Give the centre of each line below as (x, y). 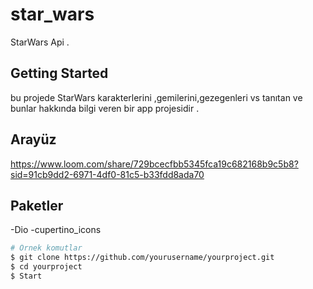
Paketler (37, 205)
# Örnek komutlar (46, 248)
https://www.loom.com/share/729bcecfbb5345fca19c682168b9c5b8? (154, 164)
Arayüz (33, 139)
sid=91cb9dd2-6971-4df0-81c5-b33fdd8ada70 (107, 174)
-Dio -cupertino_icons (56, 230)
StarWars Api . (40, 42)
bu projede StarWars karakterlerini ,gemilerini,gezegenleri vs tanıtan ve (156, 97)
